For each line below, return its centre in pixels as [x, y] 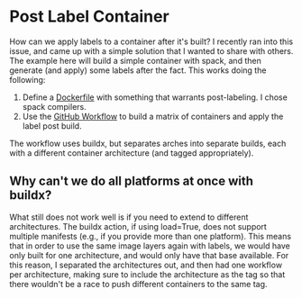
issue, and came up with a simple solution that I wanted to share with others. [151, 50]
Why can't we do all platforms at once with [132, 181]
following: [27, 79]
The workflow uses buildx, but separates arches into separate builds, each [148, 143]
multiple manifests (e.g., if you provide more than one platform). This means [150, 236]
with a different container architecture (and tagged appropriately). [132, 153]
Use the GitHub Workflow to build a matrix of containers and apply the [153, 116]
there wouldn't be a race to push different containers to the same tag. [138, 284]
